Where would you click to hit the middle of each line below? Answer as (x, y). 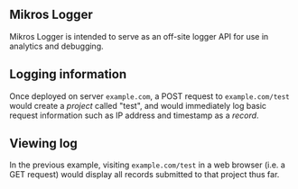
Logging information (68, 74)
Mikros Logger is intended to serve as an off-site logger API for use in (139, 36)
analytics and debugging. (56, 46)
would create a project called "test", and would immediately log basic (138, 105)
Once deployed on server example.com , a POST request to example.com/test (150, 96)
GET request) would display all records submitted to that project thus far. (144, 175)
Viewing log (44, 144)
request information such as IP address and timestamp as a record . (134, 115)
